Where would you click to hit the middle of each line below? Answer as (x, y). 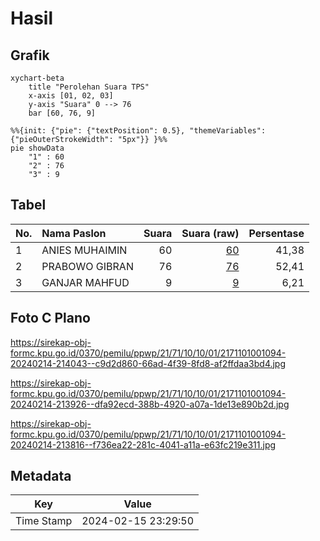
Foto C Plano (50, 318)
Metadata (41, 476)
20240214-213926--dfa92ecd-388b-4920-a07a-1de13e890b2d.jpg (150, 404)
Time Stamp (44, 521)
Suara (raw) (210, 233)
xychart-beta (37, 78)
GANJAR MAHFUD (85, 282)
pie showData (37, 148)
